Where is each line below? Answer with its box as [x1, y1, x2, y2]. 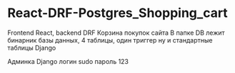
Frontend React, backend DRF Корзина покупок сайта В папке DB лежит [7, 28, 225, 37]
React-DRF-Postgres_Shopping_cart [7, 5, 229, 21]
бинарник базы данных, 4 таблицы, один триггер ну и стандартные [7, 35, 213, 44]
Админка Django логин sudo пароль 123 [7, 57, 129, 65]
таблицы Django [7, 43, 56, 52]
